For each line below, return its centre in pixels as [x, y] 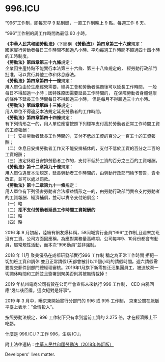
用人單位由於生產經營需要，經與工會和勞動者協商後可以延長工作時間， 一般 [81, 87]
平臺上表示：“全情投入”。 [31, 307]
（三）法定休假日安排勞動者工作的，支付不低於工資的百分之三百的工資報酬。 [82, 160]
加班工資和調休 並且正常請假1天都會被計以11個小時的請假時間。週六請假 [81, 261]
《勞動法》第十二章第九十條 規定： [40, 166]
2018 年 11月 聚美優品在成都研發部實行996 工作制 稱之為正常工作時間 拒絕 [80, 255]
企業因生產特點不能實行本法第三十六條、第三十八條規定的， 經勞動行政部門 [81, 68]
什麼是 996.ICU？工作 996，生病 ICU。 [45, 334]
